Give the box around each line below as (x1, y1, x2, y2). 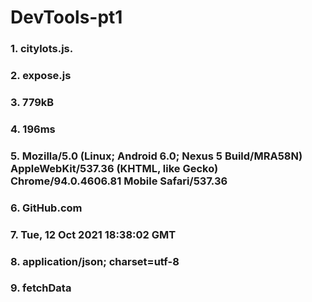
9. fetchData (10, 281, 72, 295)
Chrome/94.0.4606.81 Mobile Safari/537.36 (10, 174, 228, 188)
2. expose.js (10, 69, 72, 83)
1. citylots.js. (10, 42, 74, 56)
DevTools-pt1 (10, 6, 123, 29)
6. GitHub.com (10, 201, 83, 215)
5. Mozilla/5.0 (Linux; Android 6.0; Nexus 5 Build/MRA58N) (10, 149, 303, 163)
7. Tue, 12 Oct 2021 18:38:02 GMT (10, 227, 177, 241)
